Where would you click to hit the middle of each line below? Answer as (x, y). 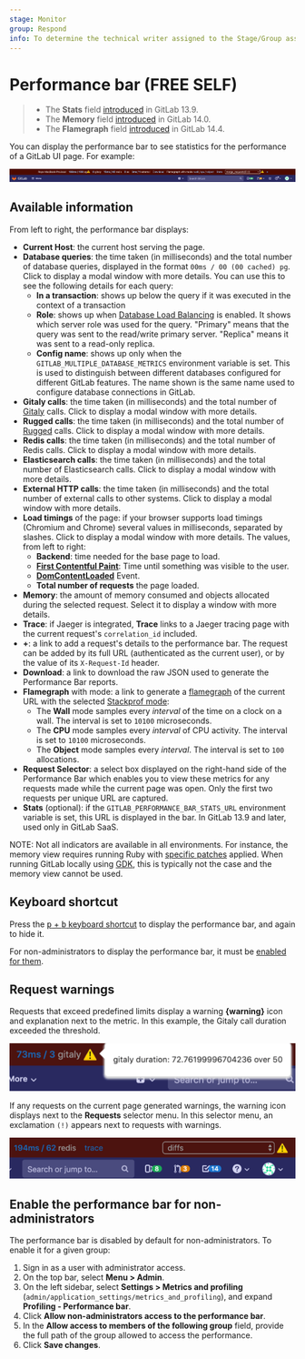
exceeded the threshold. (55, 1031)
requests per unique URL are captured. (95, 798)
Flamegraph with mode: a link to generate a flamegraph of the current (154, 691)
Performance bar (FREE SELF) (123, 84)
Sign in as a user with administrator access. (104, 1268)
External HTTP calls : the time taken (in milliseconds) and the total (146, 488)
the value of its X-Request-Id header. (91, 662)
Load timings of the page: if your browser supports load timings (143, 518)
